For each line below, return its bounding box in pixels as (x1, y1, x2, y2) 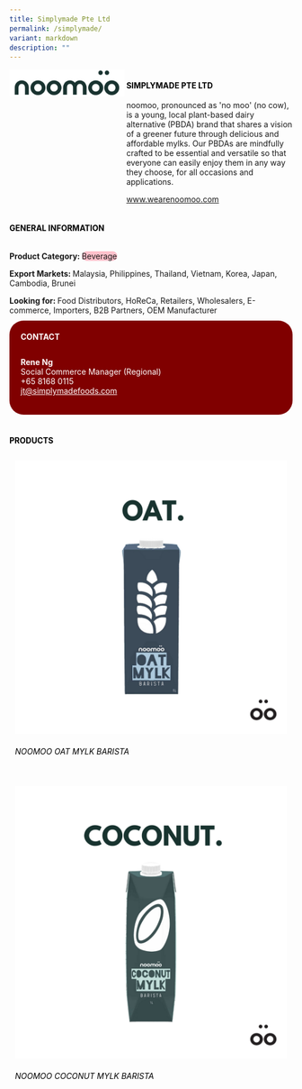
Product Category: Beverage (9, 251, 118, 261)
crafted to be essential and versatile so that (126, 148, 287, 159)
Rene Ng (21, 357, 54, 368)
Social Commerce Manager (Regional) (21, 366, 162, 378)
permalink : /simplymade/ (9, 23, 102, 33)
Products (9, 435, 54, 445)
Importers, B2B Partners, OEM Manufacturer (53, 305, 218, 316)
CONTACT (21, 331, 60, 342)
